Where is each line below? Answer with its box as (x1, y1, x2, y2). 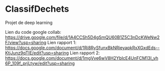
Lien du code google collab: (5, 29, 61, 35)
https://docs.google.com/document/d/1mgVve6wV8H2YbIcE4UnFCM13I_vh (5, 55, 159, 61)
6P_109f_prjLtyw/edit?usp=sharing (5, 60, 75, 66)
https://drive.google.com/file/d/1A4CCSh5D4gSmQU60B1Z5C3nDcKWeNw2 (5, 34, 160, 40)
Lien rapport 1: (47, 39, 77, 45)
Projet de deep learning (5, 20, 53, 25)
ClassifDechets (5, 3, 69, 15)
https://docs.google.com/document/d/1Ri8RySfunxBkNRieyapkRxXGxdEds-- (5, 45, 160, 50)
